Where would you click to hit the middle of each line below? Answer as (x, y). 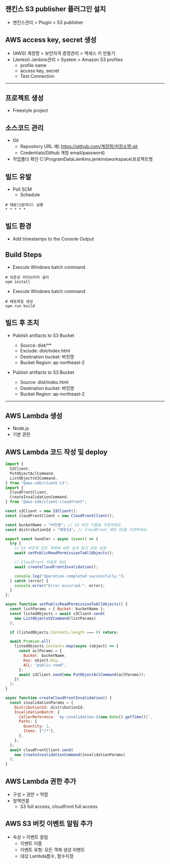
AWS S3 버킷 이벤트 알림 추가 (49, 824)
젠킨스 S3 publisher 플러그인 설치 (56, 9)
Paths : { (28, 722)
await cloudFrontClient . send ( (41, 750)
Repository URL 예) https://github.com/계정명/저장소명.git (79, 146)
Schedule (30, 195)
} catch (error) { (29, 581)
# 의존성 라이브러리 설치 (27, 277)
